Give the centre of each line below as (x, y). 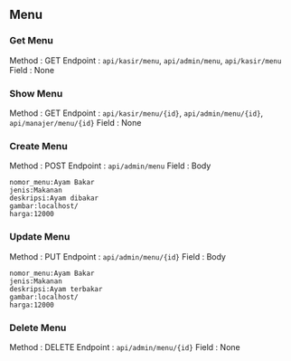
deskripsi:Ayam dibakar (54, 198)
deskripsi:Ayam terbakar (56, 289)
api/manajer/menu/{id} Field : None (75, 122)
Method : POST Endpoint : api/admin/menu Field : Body (110, 166)
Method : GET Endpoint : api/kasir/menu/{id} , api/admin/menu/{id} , (136, 113)
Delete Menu (38, 328)
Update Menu (40, 237)
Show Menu (36, 93)
